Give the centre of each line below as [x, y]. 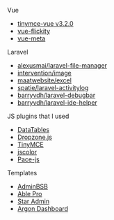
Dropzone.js [34, 137]
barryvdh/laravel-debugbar [56, 95]
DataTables [33, 130]
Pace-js [28, 159]
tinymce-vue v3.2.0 [46, 23]
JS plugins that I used [38, 116]
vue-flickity [34, 31]
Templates [22, 173]
